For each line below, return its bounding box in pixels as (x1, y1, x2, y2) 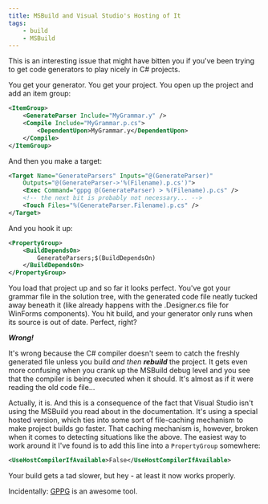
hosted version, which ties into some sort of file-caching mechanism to (8, 415, 243, 425)
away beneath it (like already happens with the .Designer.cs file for (8, 300, 229, 310)
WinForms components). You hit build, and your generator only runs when (8, 309, 254, 319)
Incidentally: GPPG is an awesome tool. (8, 486, 138, 496)
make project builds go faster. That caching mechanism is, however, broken (8, 424, 258, 433)
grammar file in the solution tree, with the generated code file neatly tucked (8, 292, 258, 302)
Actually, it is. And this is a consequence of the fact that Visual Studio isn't (8, 398, 254, 408)
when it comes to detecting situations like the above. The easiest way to (8, 433, 247, 442)
